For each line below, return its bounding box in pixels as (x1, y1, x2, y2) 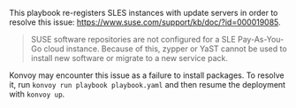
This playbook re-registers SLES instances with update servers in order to (9, 8, 278, 18)
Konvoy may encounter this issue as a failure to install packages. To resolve (9, 70, 285, 81)
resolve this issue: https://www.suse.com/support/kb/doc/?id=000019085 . (9, 17, 281, 27)
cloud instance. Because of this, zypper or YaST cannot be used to (43, 43, 287, 54)
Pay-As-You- (237, 35, 285, 44)
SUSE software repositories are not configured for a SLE (30, 35, 236, 44)
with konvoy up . (9, 89, 65, 99)
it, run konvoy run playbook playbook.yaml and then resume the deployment (9, 80, 285, 89)
